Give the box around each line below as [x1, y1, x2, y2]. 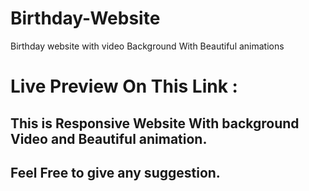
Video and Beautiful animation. [10, 130, 208, 147]
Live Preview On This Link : [10, 75, 238, 98]
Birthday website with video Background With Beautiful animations [10, 40, 285, 52]
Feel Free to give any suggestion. [10, 164, 221, 181]
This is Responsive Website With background [10, 115, 300, 132]
